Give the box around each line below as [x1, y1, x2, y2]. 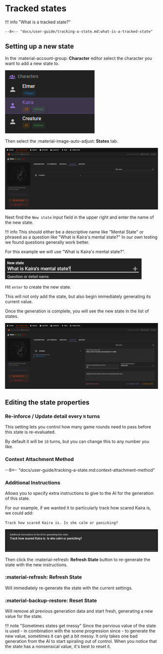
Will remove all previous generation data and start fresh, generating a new [5, 608, 153, 614]
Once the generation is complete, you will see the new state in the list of [5, 308, 149, 314]
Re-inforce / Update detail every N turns [5, 413, 100, 420]
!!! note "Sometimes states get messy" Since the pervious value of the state [5, 623, 156, 629]
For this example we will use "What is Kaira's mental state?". [5, 249, 125, 254]
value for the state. [5, 614, 43, 619]
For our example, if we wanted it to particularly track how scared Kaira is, [5, 505, 151, 511]
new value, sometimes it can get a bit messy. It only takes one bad [5, 633, 138, 639]
